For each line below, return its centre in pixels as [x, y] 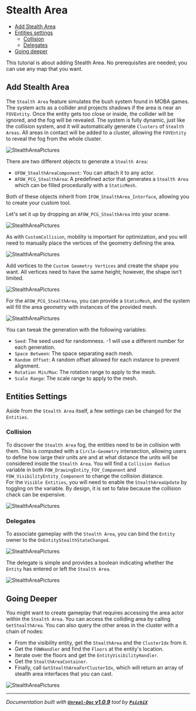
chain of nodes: [25, 631]
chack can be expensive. [36, 494]
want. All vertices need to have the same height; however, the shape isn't [94, 272]
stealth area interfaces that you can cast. [64, 674]
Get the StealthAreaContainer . [51, 661]
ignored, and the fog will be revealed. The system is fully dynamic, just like [96, 120]
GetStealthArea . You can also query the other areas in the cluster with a [92, 625]
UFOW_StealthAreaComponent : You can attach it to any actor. [84, 173]
